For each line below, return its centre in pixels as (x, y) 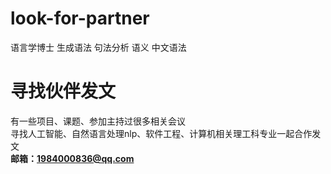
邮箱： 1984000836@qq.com (72, 158)
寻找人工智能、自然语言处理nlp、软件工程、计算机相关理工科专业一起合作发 (166, 133)
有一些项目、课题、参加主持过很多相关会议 (98, 121)
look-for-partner (80, 18)
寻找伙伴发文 (63, 91)
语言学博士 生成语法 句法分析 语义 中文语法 (98, 47)
